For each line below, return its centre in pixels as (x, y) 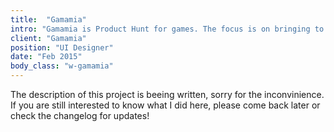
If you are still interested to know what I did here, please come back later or (165, 105)
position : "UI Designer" (62, 47)
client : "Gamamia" (48, 38)
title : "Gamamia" (48, 19)
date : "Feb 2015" (46, 57)
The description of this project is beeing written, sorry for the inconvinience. (167, 94)
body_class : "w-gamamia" (62, 66)
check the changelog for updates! (80, 115)
